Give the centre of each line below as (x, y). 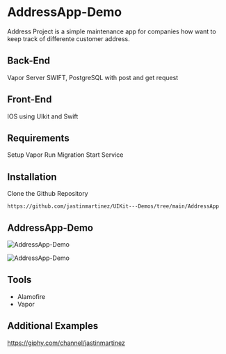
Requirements (38, 138)
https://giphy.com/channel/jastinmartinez (66, 343)
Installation (32, 177)
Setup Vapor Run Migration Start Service (65, 155)
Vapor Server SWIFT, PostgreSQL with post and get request (93, 77)
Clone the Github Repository (48, 194)
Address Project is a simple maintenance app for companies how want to (112, 31)
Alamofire (31, 296)
